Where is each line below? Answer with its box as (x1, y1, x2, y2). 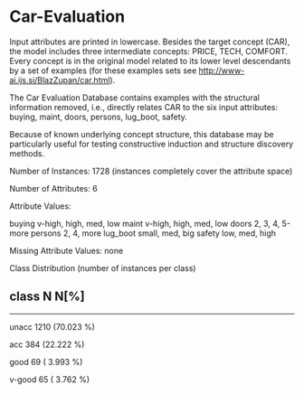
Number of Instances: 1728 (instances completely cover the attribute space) (9, 165, 293, 176)
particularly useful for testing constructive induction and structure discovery (9, 138, 294, 149)
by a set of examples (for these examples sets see (9, 65, 197, 76)
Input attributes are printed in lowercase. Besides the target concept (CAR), (9, 36, 290, 47)
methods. (9, 147, 45, 159)
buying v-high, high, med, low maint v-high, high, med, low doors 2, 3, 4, (9, 218, 280, 229)
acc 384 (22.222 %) (9, 339, 85, 350)
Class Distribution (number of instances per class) (9, 262, 196, 273)
